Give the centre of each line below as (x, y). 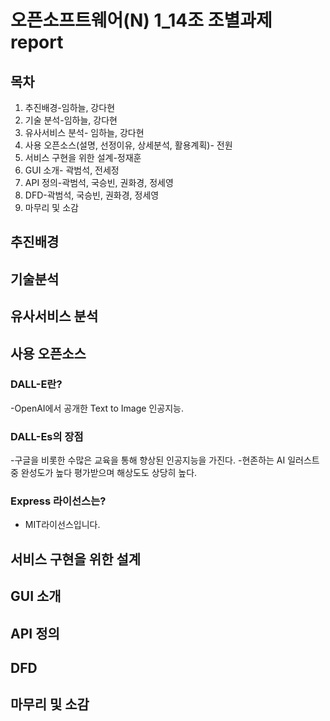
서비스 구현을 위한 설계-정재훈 (83, 157)
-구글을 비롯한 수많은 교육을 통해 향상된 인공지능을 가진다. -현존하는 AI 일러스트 (165, 460)
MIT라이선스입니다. (62, 525)
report (37, 42)
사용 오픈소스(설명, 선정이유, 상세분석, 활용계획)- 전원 (128, 145)
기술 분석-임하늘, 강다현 (71, 120)
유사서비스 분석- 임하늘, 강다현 (84, 132)
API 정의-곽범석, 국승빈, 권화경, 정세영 (99, 182)
